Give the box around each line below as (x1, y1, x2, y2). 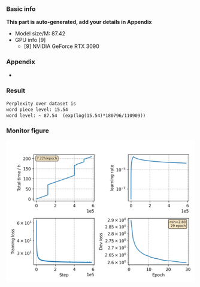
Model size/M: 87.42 (14, 30, 66, 37)
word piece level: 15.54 (6, 107, 68, 113)
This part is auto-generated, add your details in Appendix (6, 19, 152, 26)
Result (6, 86, 26, 95)
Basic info (6, 5, 36, 13)
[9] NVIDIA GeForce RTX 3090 (23, 43, 100, 50)
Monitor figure (6, 126, 49, 135)
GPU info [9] (14, 37, 46, 44)
